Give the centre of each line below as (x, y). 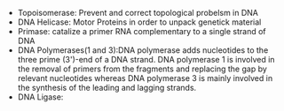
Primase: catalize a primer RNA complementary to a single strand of (142, 31)
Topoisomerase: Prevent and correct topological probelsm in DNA (138, 13)
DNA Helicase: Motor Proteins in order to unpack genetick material (139, 22)
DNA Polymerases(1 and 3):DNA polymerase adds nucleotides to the (143, 50)
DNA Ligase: (40, 97)
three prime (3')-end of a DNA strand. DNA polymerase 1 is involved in (146, 59)
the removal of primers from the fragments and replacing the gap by (142, 69)
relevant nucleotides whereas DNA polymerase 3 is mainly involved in (145, 78)
